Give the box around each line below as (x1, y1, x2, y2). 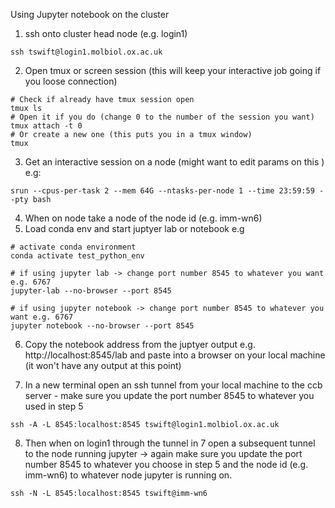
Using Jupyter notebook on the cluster (10, 9, 170, 20)
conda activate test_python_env (10, 251, 145, 261)
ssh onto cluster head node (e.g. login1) (24, 28, 188, 39)
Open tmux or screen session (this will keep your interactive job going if (24, 65, 322, 76)
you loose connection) (24, 75, 118, 87)
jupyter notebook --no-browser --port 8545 (10, 321, 195, 331)
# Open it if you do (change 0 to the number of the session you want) (10, 112, 315, 122)
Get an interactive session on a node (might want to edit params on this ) (24, 156, 325, 168)
